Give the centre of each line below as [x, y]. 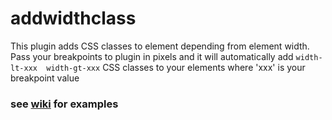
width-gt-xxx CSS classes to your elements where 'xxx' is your [176, 67]
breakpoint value [45, 78]
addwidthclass [73, 18]
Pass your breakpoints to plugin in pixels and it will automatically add [152, 56]
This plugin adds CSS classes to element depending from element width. [160, 46]
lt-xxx [24, 68]
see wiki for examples [64, 104]
